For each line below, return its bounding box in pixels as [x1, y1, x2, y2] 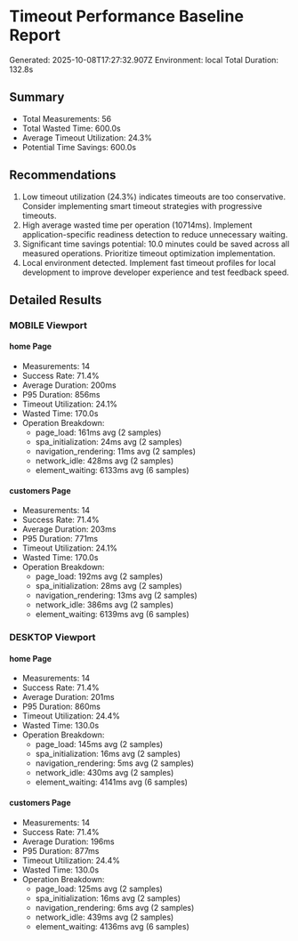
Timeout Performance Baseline [9, 6, 245, 27]
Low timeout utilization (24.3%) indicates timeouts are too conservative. [21, 191, 286, 202]
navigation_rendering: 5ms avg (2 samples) [35, 758, 194, 768]
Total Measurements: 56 [21, 113, 112, 124]
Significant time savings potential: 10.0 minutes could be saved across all [21, 238, 290, 249]
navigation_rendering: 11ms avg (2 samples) [35, 446, 197, 457]
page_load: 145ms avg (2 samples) [35, 739, 164, 750]
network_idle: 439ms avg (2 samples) [35, 912, 174, 922]
